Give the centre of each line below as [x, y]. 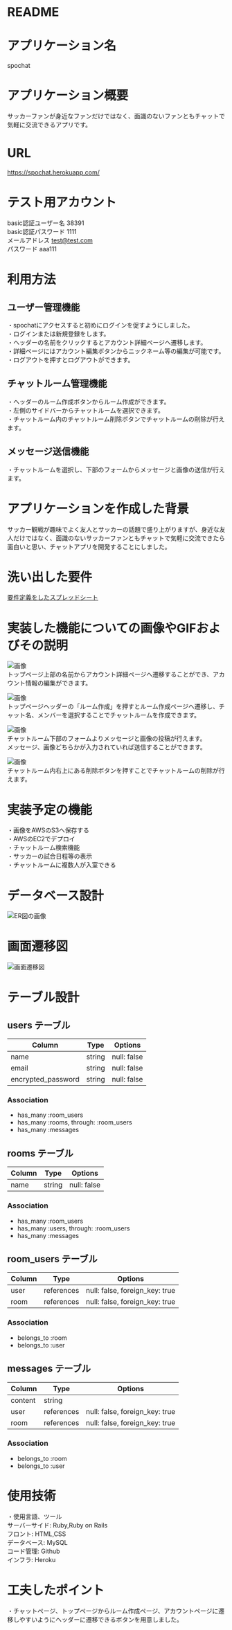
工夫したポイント [56, 1590]
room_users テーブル [53, 1259]
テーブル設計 [43, 997]
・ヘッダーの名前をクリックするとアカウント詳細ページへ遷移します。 [107, 342]
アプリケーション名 [62, 46]
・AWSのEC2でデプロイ [41, 839]
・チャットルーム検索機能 [44, 848]
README [33, 12]
